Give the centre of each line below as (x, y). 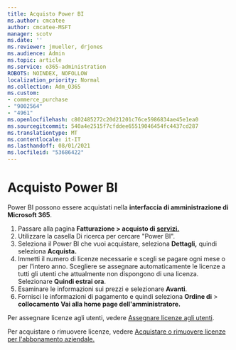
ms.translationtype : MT (43, 133)
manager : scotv (30, 34)
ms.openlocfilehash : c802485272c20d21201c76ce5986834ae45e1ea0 (103, 119)
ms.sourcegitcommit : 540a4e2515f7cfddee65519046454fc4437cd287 (103, 126)
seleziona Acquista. (47, 251)
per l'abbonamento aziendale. (51, 339)
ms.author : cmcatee (36, 21)
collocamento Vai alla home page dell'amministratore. (99, 304)
